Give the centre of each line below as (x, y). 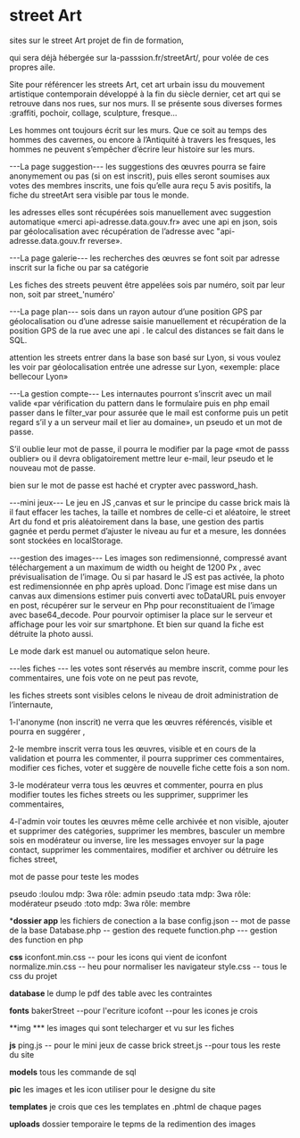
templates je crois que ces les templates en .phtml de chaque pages (135, 1106)
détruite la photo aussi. (51, 633)
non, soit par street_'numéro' (62, 294)
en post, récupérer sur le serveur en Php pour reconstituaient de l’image (142, 605)
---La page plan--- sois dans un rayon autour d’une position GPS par (136, 311)
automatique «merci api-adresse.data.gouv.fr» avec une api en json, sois (144, 222)
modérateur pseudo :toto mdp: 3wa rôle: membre (100, 903)
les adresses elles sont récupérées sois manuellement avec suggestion (140, 212)
